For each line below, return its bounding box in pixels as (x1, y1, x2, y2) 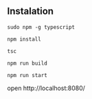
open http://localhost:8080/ (7, 84, 86, 92)
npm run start (7, 71, 48, 78)
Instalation (7, 5, 54, 17)
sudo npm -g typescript (7, 23, 76, 30)
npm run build (7, 60, 48, 67)
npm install (7, 36, 41, 43)
